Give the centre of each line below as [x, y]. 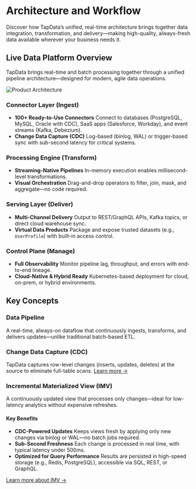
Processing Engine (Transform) [51, 158]
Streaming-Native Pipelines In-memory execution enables [85, 171]
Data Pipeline [25, 318]
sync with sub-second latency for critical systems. [75, 142]
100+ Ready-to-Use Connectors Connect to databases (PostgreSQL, [98, 118]
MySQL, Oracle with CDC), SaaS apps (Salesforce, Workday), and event [101, 124]
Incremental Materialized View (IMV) [59, 386]
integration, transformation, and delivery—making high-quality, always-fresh [98, 33]
